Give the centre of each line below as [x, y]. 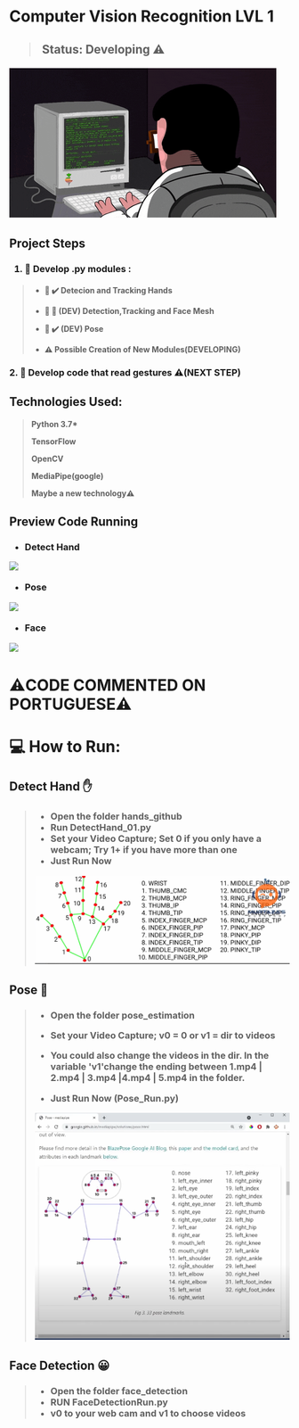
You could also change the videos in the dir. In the [160, 1056]
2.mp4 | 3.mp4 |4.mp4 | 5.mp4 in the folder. [148, 1078]
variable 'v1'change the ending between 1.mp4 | [156, 1067]
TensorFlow [53, 442]
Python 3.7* [54, 425]
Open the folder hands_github [116, 816]
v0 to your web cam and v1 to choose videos [148, 1413]
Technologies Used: [66, 402]
